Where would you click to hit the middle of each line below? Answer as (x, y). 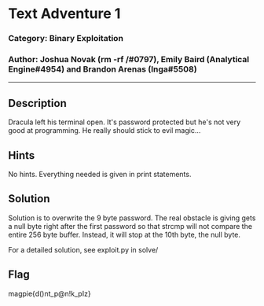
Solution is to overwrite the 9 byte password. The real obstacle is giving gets (132, 218)
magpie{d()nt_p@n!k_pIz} (50, 293)
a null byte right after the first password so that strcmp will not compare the (130, 226)
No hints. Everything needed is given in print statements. (100, 175)
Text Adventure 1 (64, 14)
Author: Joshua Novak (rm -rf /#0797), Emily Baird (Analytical (129, 60)
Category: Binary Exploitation (66, 39)
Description (37, 103)
